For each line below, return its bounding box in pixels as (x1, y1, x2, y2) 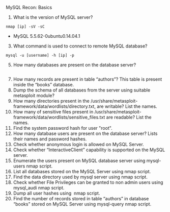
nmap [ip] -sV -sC (6, 24, 45, 29)
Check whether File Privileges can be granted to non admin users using (13, 179, 163, 185)
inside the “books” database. (13, 82, 74, 87)
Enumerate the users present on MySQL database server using (13, 158, 146, 163)
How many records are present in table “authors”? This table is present (13, 76, 162, 82)
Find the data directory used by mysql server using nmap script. (13, 174, 148, 180)
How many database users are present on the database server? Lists (13, 130, 158, 136)
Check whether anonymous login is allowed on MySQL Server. (13, 142, 144, 147)
